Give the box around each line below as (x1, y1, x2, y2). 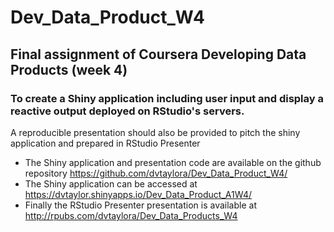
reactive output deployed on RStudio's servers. (10, 104, 245, 118)
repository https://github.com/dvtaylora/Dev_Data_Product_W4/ (24, 167, 288, 179)
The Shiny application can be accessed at (24, 177, 198, 190)
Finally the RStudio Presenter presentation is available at (24, 199, 257, 211)
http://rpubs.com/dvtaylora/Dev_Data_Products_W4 (24, 209, 238, 221)
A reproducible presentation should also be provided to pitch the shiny (10, 126, 301, 138)
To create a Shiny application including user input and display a (10, 91, 324, 105)
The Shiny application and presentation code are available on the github (24, 156, 322, 168)
